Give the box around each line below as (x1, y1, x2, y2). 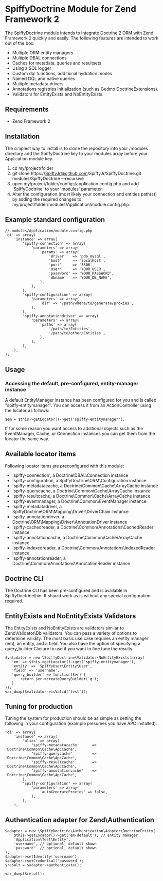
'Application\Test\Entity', (14, 837, 71, 842)
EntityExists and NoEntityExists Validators (5, 612, 136, 620)
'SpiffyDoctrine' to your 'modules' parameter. (12, 186, 103, 192)
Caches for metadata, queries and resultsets (12, 60, 102, 66)
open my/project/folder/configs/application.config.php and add (12, 180, 139, 186)
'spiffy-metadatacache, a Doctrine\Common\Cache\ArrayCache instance (12, 483, 158, 489)
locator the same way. (5, 436, 50, 442)
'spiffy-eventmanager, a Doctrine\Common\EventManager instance (12, 498, 147, 504)
